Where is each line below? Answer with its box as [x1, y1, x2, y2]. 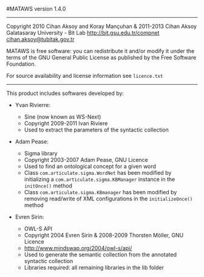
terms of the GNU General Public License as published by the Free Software [6, 54, 197, 61]
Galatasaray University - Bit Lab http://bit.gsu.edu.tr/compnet [6, 29, 160, 36]
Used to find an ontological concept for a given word [24, 163, 157, 170]
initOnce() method [24, 182, 73, 189]
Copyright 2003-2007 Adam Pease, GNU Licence [24, 156, 149, 163]
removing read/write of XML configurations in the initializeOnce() [24, 195, 193, 202]
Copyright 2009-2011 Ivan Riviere [24, 120, 108, 127]
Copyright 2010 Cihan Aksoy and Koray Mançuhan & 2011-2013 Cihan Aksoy [6, 23, 197, 30]
